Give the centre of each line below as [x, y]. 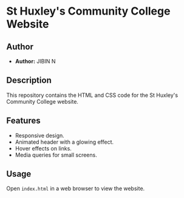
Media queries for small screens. [56, 155]
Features [23, 121]
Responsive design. [40, 135]
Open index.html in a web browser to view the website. [76, 189]
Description [29, 80]
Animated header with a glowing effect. [64, 142]
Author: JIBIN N [35, 61]
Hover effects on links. [43, 148]
